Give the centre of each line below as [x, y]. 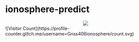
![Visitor [13, 28]
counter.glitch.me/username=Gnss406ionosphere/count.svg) [70, 33]
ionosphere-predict [48, 9]
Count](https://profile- [46, 28]
